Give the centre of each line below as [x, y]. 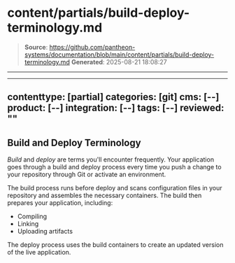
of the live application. [39, 253]
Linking [28, 224]
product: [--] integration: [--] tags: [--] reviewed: [116, 108]
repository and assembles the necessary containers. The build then [105, 196]
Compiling [32, 216]
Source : [36, 47]
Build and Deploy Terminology [74, 142]
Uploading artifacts [45, 232]
